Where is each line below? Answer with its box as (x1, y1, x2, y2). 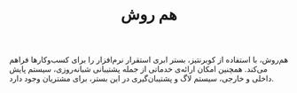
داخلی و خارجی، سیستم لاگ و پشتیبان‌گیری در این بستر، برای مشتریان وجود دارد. (9, 74, 275, 84)
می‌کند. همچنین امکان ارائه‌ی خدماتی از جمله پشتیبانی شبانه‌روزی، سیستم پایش (9, 64, 269, 74)
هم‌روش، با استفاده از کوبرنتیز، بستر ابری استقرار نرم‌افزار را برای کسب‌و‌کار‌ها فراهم (9, 54, 289, 66)
